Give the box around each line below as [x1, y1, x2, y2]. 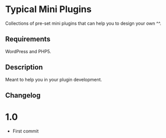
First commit [12, 128, 39, 134]
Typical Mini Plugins [5, 4, 92, 15]
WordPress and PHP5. [5, 48, 51, 54]
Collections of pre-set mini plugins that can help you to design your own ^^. [5, 20, 161, 26]
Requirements [5, 35, 50, 43]
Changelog [5, 91, 41, 100]
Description [5, 63, 43, 72]
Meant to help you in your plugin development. [5, 76, 102, 82]
